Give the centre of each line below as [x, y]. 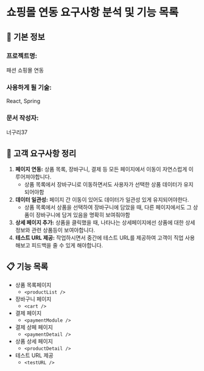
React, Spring [23, 101]
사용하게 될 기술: [29, 87]
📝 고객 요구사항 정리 [41, 153]
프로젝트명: [22, 55]
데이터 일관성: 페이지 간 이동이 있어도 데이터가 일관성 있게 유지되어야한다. [102, 200]
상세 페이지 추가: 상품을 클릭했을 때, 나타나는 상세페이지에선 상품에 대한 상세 [105, 222]
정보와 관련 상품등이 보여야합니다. [55, 230]
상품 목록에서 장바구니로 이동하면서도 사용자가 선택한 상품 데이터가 [103, 185]
